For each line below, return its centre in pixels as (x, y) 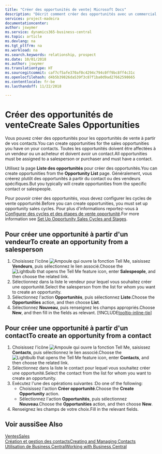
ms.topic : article (23, 37)
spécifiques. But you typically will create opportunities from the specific (76, 184)
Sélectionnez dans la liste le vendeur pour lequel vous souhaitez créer (82, 282)
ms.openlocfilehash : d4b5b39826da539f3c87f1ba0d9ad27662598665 (70, 77)
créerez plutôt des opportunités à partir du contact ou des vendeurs (73, 179)
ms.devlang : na (20, 41)
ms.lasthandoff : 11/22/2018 (33, 86)
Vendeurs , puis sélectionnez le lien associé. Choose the (67, 266)
